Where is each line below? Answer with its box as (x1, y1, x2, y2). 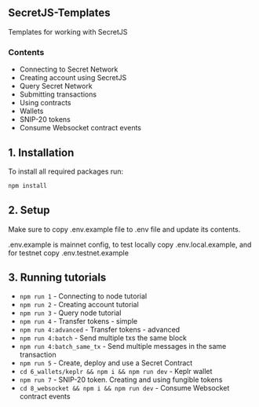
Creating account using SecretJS (19, 73, 127, 82)
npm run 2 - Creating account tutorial (19, 300, 139, 310)
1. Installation (8, 145, 75, 159)
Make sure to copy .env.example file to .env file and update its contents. (8, 224, 241, 234)
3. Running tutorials (8, 271, 107, 284)
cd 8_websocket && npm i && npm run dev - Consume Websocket (19, 383, 230, 393)
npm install (8, 181, 47, 189)
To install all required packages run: (8, 167, 124, 176)
